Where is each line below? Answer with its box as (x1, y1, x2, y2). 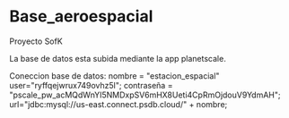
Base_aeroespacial (9, 6, 153, 27)
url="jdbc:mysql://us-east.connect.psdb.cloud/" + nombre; (9, 98, 228, 109)
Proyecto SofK (9, 36, 63, 46)
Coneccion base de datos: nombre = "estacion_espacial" (9, 70, 220, 81)
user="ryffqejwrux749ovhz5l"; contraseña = (9, 80, 173, 90)
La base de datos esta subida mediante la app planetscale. (9, 53, 226, 63)
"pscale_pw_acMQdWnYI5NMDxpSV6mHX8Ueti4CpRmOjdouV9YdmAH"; (9, 89, 281, 100)
